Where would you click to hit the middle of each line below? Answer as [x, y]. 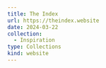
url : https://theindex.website [53, 21]
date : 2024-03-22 [33, 27]
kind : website [28, 54]
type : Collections [34, 47]
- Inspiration [34, 40]
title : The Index [33, 14]
